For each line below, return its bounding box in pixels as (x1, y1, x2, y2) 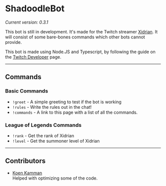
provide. (5, 39, 22, 45)
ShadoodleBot (5, 3, 65, 14)
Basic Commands (5, 88, 48, 94)
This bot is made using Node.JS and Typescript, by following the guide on (5, 49, 156, 55)
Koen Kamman (12, 170, 42, 176)
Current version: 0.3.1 (5, 19, 48, 25)
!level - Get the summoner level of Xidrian (12, 138, 100, 144)
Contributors (5, 157, 46, 165)
